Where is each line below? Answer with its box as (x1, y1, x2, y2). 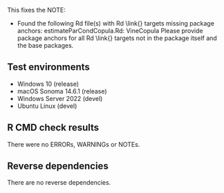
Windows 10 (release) (17, 80, 80, 88)
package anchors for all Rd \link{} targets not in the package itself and (17, 34, 218, 42)
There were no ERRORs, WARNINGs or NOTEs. (7, 140, 140, 148)
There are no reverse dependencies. (7, 178, 111, 187)
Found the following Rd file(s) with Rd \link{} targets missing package (17, 19, 214, 27)
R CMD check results (7, 122, 100, 134)
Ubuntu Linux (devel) (17, 102, 77, 110)
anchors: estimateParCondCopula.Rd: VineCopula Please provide (17, 27, 203, 35)
